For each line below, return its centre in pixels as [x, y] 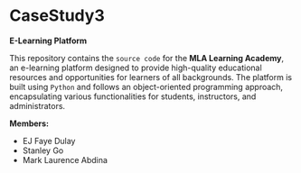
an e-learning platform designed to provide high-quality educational [136, 68]
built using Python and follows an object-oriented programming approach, [146, 86]
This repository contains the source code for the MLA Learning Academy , [147, 58]
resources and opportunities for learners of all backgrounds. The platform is [150, 77]
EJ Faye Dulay [49, 141]
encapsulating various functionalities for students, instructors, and [133, 96]
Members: [29, 123]
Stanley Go [43, 150]
